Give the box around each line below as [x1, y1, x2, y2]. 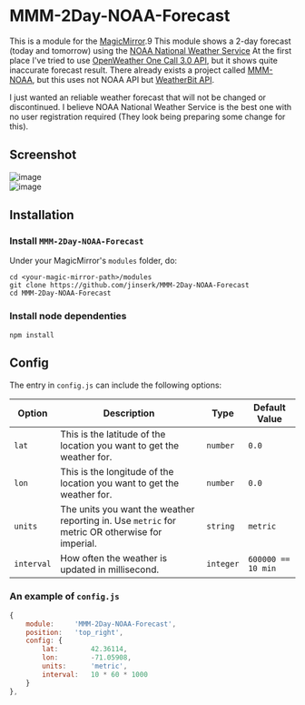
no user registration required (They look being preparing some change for [9, 111, 286, 122]
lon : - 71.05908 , [42, 653, 132, 662]
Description [103, 407, 155, 419]
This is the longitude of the [60, 465, 174, 478]
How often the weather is [60, 551, 168, 564]
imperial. [60, 537, 97, 549]
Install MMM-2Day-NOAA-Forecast [9, 235, 144, 247]
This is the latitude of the [60, 428, 166, 440]
